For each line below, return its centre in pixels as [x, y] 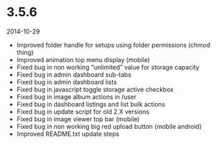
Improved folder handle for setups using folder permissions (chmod [113, 45]
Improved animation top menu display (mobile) [83, 59]
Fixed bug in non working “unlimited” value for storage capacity [108, 67]
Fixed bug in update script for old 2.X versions [83, 112]
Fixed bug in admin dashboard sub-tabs [74, 75]
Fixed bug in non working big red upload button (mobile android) [109, 126]
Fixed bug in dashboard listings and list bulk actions [91, 104]
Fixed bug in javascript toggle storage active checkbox [95, 89]
